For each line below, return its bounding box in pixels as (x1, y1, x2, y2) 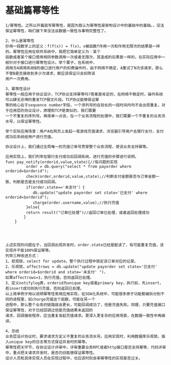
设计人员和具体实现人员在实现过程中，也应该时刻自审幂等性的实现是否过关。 (5, 355, 143, 361)
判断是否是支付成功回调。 (12, 179, 59, 184)
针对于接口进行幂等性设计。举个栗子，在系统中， (9, 60, 97, 65)
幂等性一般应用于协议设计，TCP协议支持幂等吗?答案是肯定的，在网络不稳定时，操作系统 (5, 92, 163, 97)
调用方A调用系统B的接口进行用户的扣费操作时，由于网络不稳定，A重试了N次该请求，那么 (5, 65, 163, 71)
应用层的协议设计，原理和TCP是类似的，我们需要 (9, 108, 96, 113)
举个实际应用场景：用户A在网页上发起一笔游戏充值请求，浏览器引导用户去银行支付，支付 (5, 128, 164, 134)
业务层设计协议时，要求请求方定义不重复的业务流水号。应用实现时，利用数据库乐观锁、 (5, 334, 162, 339)
